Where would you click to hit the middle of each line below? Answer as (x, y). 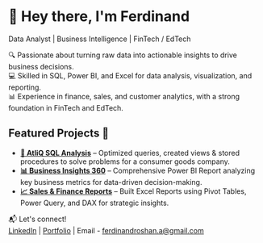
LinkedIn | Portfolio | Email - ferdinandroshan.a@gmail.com (106, 230)
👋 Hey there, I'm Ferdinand (99, 17)
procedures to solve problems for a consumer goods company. (125, 161)
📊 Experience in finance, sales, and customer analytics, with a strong (124, 96)
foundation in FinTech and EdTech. (66, 107)
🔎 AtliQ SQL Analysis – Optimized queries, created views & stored (130, 153)
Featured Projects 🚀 (59, 134)
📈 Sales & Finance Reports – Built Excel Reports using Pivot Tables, (133, 191)
